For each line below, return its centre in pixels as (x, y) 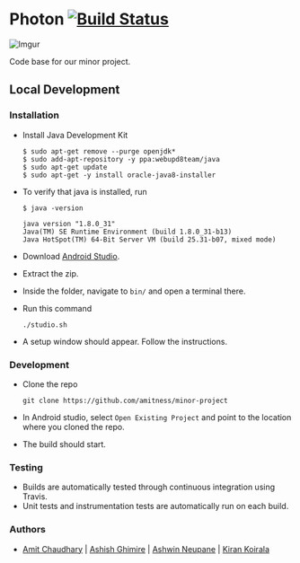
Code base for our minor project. (70, 61)
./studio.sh (44, 325)
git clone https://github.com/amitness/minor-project (125, 400)
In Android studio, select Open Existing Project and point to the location (157, 417)
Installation (35, 115)
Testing (26, 467)
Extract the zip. (50, 273)
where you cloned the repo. (73, 427)
